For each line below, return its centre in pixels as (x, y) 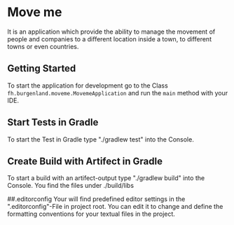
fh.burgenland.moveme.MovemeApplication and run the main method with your (118, 93)
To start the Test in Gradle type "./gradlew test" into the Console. (101, 139)
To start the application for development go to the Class (88, 86)
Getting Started (42, 68)
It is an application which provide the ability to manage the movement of (111, 32)
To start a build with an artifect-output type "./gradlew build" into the (106, 178)
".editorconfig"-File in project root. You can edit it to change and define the (115, 207)
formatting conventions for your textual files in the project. (91, 214)
